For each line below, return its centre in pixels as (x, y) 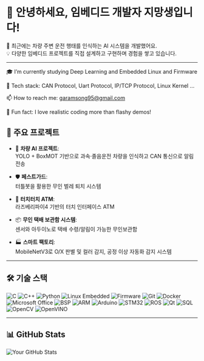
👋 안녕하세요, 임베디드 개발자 (74, 12)
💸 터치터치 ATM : (35, 199)
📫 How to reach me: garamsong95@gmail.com (66, 97)
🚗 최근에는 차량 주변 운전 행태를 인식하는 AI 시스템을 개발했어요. (82, 46)
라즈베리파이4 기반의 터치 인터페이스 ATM (65, 206)
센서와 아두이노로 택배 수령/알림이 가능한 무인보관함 (76, 229)
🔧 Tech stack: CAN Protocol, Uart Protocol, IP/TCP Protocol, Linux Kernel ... (100, 85)
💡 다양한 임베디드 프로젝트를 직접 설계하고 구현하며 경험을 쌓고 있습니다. (92, 53)
